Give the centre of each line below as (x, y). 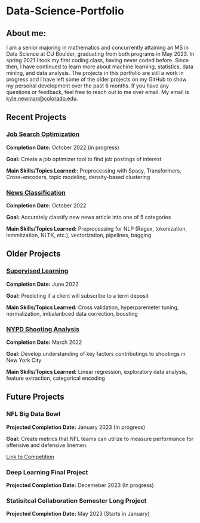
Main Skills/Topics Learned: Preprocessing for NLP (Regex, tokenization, (97, 228)
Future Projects (35, 397)
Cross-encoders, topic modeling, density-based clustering (78, 177)
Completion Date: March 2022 (44, 342)
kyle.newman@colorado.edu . (42, 98)
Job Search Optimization (43, 134)
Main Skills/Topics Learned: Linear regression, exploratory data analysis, (97, 371)
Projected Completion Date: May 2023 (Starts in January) (78, 514)
